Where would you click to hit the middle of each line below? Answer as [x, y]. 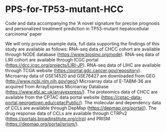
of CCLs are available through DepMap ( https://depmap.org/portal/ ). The [81, 108]
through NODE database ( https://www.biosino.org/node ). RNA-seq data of [82, 54]
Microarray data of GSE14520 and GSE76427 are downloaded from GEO [80, 76]
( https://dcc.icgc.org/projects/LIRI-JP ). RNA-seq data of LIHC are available [83, 65]
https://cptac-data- [122, 97]
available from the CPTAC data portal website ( [54, 97]
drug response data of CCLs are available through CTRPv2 [66, 113]
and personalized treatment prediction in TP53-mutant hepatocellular [77, 28]
